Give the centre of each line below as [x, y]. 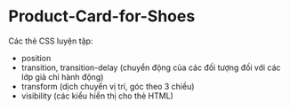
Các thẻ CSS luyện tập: [51, 41]
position [36, 58]
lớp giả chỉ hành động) [62, 76]
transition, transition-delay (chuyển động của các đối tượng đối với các [151, 67]
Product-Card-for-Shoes [102, 16]
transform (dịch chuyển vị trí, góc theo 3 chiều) [108, 86]
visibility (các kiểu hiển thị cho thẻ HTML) [97, 96]
